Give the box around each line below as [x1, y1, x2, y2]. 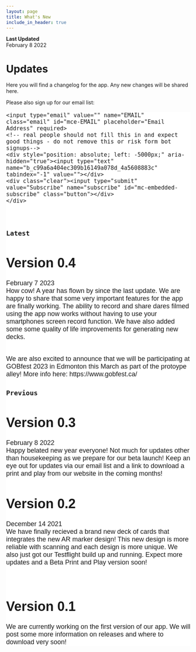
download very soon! [6, 638, 67, 646]
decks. [6, 333, 26, 341]
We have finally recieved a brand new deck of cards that [6, 527, 170, 536]
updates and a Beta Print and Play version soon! [6, 558, 147, 566]
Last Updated [6, 36, 40, 43]
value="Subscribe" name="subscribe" [6, 184, 121, 192]
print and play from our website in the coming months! [6, 470, 163, 478]
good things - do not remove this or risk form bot [6, 138, 171, 146]
